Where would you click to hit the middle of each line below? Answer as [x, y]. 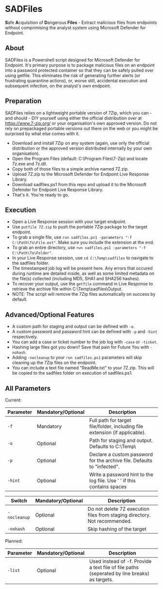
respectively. [25, 337]
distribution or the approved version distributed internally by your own [82, 148]
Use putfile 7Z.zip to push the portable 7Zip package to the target [80, 227]
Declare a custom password [121, 454]
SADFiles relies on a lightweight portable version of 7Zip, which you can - [78, 113]
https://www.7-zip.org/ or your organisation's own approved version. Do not [81, 123]
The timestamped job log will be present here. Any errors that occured [82, 268]
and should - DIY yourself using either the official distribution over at [73, 118]
